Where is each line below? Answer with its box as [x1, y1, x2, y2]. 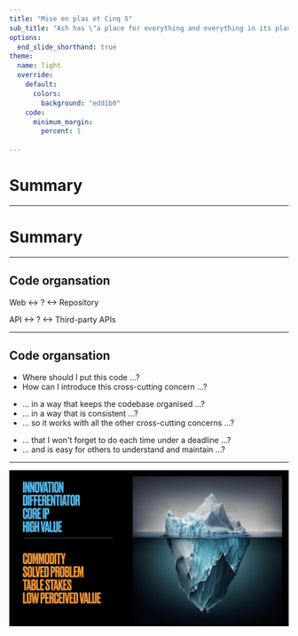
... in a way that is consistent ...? [21, 408, 139, 418]
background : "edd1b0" [41, 99, 122, 107]
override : [17, 71, 53, 80]
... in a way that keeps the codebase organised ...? [21, 398, 206, 409]
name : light [17, 61, 62, 70]
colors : [32, 89, 62, 98]
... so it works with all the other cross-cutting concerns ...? [21, 417, 235, 428]
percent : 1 [41, 127, 82, 136]
